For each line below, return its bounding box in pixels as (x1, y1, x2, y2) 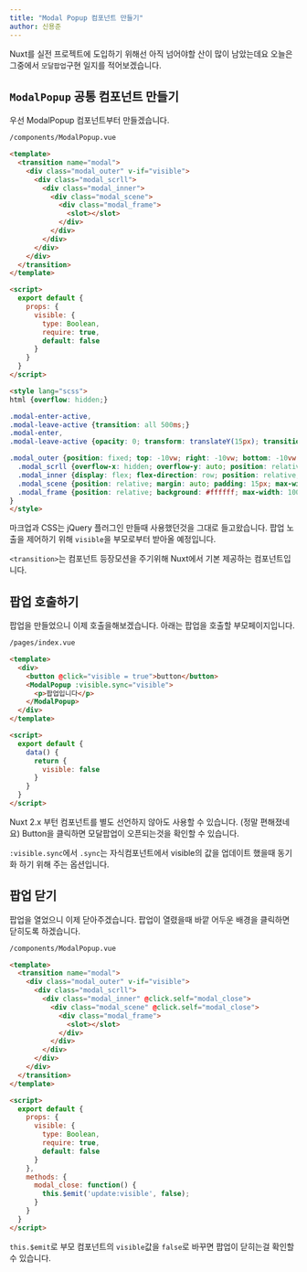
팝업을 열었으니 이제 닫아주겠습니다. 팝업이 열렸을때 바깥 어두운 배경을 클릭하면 (9, 914, 291, 925)
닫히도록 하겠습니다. (9, 925, 80, 936)
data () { (26, 747, 59, 757)
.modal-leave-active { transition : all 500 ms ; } (9, 420, 190, 430)
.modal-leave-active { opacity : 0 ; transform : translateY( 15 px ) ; (9, 437, 259, 446)
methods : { (26, 1172, 68, 1181)
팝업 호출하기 (9, 593, 79, 609)
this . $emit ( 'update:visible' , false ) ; (42, 1190, 190, 1199)
